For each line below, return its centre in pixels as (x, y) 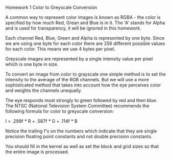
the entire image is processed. (37, 152)
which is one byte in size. (32, 64)
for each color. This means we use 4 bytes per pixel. (60, 49)
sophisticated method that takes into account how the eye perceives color (83, 85)
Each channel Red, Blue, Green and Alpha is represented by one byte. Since (85, 38)
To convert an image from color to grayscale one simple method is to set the (86, 74)
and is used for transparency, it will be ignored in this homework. (73, 28)
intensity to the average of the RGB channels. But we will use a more (77, 79)
